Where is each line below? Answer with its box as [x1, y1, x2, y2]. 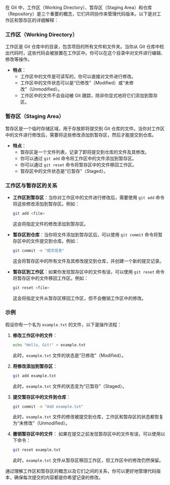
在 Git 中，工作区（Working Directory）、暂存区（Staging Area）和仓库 [5, 5, 152, 10]
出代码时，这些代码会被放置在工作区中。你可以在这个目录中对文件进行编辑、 [5, 50, 165, 56]
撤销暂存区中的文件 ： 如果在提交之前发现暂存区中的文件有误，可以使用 [12, 431, 161, 437]
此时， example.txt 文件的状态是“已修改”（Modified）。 [12, 352, 126, 358]
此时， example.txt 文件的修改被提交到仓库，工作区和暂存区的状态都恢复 [12, 414, 164, 420]
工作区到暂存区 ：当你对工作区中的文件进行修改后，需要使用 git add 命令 [12, 194, 165, 200]
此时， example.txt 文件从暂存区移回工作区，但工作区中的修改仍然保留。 [12, 457, 164, 464]
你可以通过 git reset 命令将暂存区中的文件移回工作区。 [20, 162, 137, 168]
